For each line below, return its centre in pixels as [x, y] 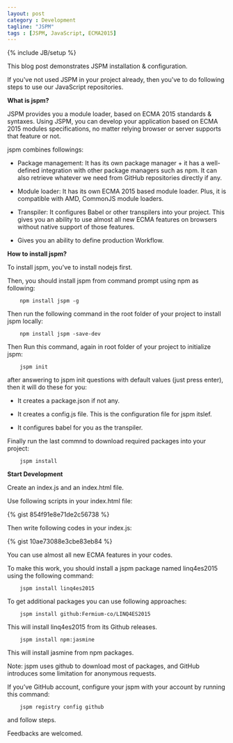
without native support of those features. [76, 227]
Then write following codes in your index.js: [70, 528]
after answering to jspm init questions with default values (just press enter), [115, 380]
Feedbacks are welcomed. [45, 733]
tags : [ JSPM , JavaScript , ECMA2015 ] [62, 33]
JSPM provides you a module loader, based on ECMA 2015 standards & [110, 114]
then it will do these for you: [47, 387]
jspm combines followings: [46, 149]
